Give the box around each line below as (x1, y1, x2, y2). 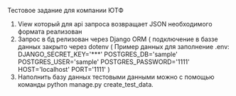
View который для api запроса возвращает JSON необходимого (17, 20, 213, 28)
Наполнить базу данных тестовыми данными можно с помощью (17, 73, 215, 81)
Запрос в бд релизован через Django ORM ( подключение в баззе (17, 35, 218, 43)
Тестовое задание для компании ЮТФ (7, 6, 124, 14)
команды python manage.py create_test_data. (17, 80, 154, 88)
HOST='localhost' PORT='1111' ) (17, 65, 110, 73)
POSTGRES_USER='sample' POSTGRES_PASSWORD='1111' (17, 58, 190, 66)
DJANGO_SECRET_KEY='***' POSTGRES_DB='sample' (17, 50, 178, 58)
